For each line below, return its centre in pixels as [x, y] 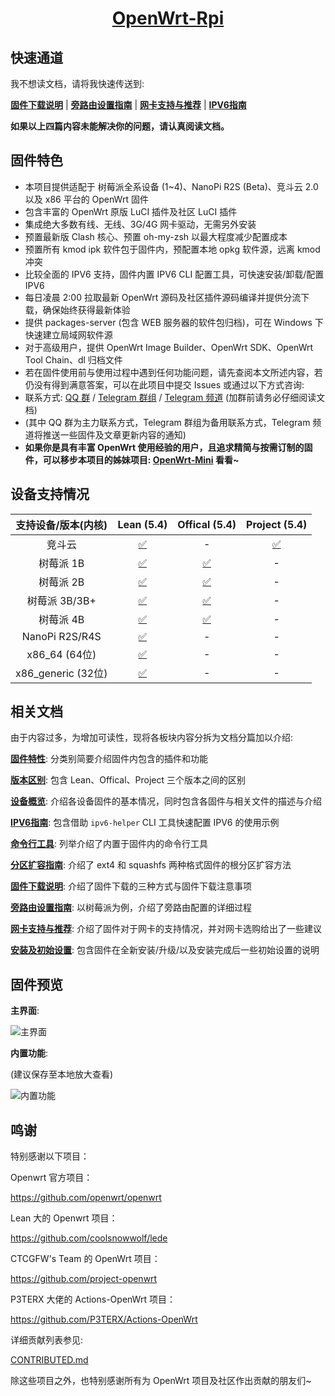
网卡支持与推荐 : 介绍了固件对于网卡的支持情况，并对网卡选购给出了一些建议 [166, 929]
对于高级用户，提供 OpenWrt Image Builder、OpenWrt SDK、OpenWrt [169, 347]
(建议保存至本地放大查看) [62, 1074]
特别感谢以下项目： [50, 1156]
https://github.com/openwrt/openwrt [86, 1198]
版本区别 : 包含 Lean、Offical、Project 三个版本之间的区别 [128, 780]
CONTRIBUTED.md [49, 1360]
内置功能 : [29, 1053]
